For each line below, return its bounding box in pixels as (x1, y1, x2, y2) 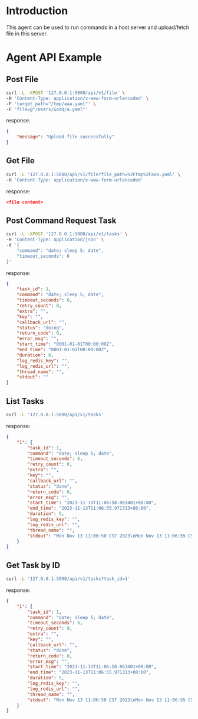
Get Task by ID (6, 560, 61, 570)
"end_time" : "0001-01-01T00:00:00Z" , (16, 347, 110, 353)
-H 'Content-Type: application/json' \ (6, 237, 104, 243)
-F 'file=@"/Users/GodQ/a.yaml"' (6, 106, 88, 112)
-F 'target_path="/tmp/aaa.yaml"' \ (6, 101, 96, 107)
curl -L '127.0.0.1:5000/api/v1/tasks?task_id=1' (6, 576, 131, 582)
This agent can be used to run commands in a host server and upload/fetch (6, 24, 190, 31)
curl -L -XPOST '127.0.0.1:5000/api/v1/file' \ (6, 90, 126, 96)
